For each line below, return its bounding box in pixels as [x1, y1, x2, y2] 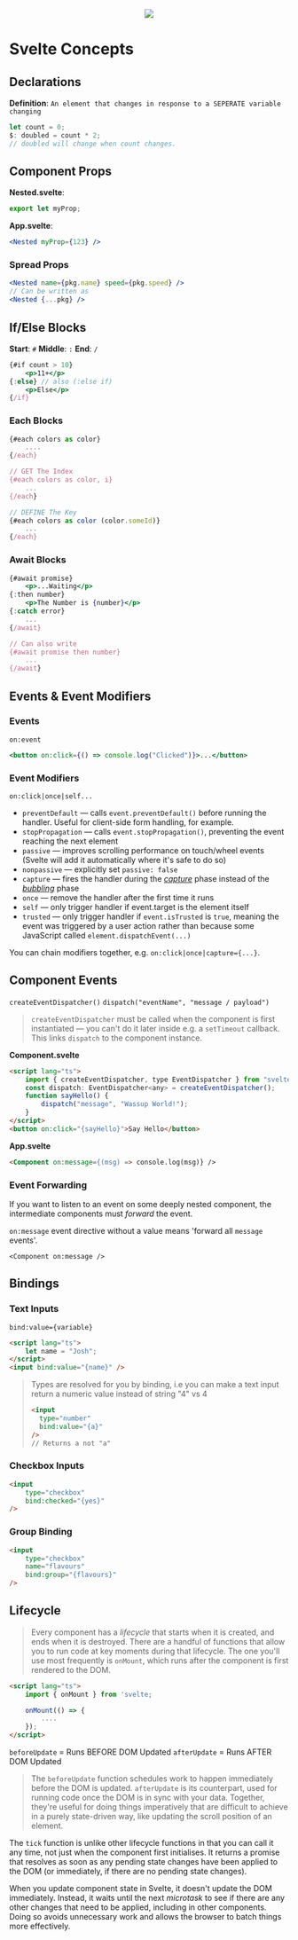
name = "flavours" [25, 1562, 86, 1571]
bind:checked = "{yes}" [25, 1496, 105, 1505]
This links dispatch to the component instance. [30, 1033, 202, 1043]
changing [9, 107, 42, 116]
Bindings [9, 1276, 59, 1292]
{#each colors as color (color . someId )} [9, 516, 161, 525]
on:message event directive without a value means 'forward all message [9, 1225, 263, 1236]
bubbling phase [21, 883, 80, 893]
